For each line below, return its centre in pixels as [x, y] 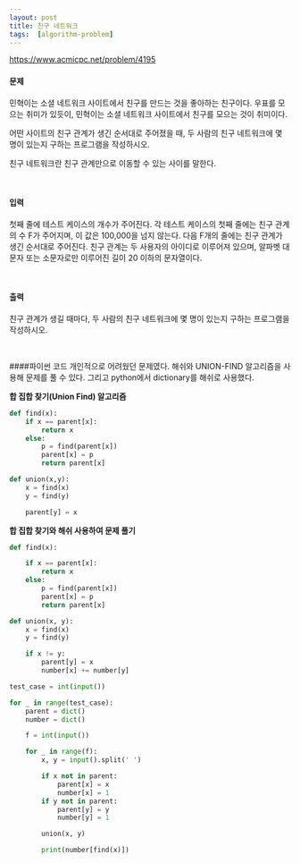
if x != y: [46, 654]
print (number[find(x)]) [85, 850]
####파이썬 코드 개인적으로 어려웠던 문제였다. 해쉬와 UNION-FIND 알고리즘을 [146, 366]
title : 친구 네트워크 [44, 26]
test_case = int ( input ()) [57, 686]
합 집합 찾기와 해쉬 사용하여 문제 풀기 [72, 530]
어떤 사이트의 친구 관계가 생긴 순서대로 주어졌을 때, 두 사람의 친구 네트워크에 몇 [146, 133]
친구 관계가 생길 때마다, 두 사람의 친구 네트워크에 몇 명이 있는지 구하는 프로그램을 [150, 318]
